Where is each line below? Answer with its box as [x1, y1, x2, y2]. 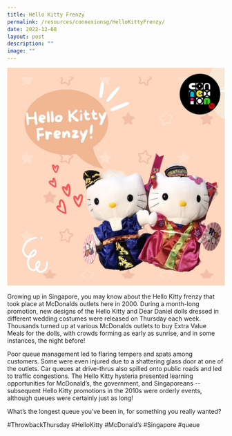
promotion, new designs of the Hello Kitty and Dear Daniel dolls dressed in [7, 307, 220, 315]
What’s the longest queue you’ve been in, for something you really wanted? [7, 408, 222, 415]
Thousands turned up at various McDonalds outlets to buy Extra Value [7, 322, 207, 330]
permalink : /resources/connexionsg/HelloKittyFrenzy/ [7, 18, 166, 26]
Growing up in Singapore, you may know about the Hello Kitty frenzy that [7, 292, 215, 301]
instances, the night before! [7, 337, 86, 345]
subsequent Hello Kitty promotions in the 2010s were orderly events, [7, 387, 202, 395]
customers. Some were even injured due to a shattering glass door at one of [7, 357, 224, 366]
